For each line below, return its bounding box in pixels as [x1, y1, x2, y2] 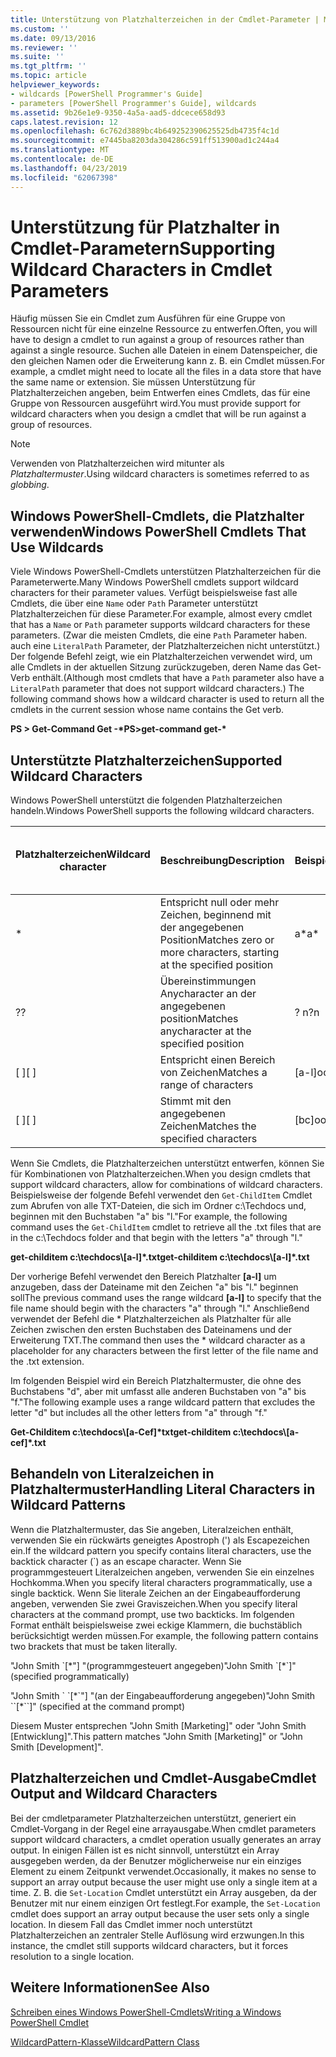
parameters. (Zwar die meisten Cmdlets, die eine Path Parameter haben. [10, 629, 308, 641]
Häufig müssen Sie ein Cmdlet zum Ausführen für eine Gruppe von [10, 312, 286, 325]
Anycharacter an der [159, 987, 257, 1001]
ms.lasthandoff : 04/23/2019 [10, 163, 128, 173]
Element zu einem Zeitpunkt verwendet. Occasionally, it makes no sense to [10, 1865, 317, 1877]
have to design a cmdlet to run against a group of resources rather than [10, 334, 305, 346]
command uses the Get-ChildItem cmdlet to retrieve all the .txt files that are [10, 1221, 322, 1233]
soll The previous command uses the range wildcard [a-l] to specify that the [10, 1292, 322, 1304]
